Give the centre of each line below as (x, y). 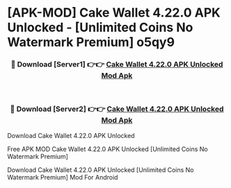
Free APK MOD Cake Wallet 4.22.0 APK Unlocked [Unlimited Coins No (107, 149)
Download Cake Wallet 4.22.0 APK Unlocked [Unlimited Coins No (101, 170)
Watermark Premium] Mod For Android (63, 177)
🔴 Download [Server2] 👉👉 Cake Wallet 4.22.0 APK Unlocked (117, 109)
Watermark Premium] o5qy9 (91, 42)
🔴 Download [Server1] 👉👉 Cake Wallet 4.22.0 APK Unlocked (117, 65)
